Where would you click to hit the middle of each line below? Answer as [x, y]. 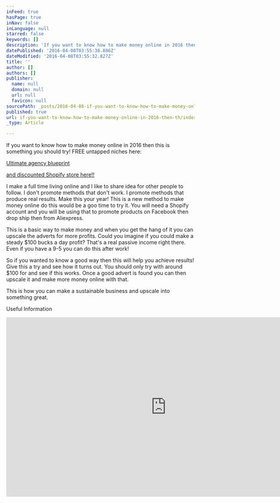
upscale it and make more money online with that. [68, 279]
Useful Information [29, 309]
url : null [24, 95]
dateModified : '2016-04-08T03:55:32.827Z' [60, 56]
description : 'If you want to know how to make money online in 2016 [95, 45]
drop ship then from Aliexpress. [45, 218]
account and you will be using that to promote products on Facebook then [97, 212]
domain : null [28, 90]
